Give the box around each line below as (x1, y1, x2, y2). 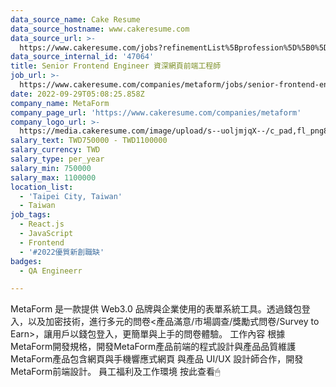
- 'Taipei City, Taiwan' (19, 191, 123, 201)
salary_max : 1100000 (10, 172, 97, 183)
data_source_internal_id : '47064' (10, 52, 155, 62)
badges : (10, 256, 43, 266)
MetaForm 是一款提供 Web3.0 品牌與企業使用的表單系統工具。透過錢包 (10, 303, 302, 315)
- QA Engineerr (19, 266, 83, 276)
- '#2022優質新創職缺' (19, 247, 105, 257)
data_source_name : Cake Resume (10, 14, 141, 25)
